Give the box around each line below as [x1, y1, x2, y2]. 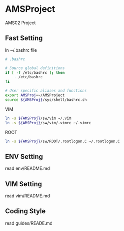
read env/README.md [5, 165, 50, 171]
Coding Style [5, 207, 46, 215]
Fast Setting [5, 34, 43, 42]
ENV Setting [5, 152, 43, 161]
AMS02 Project [5, 20, 36, 26]
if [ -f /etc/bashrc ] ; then [5, 70, 65, 75]
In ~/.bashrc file [5, 47, 37, 53]
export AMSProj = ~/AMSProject [5, 93, 65, 98]
